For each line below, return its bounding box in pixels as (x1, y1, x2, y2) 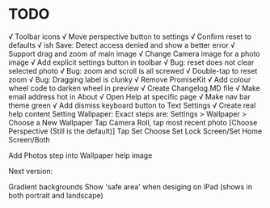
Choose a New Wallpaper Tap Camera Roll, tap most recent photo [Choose (8, 117, 258, 127)
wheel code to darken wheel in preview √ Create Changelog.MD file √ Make (8, 83, 260, 93)
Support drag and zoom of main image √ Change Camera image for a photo (8, 49, 260, 58)
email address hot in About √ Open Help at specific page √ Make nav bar (8, 91, 251, 101)
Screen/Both (8, 134, 51, 144)
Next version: (8, 166, 53, 176)
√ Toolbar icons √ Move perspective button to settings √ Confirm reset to (8, 32, 252, 41)
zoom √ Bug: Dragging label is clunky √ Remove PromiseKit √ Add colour (8, 74, 251, 84)
